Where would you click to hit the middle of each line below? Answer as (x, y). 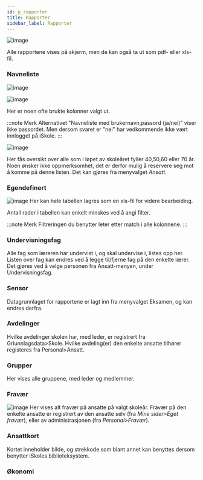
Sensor (18, 288)
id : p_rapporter (27, 12)
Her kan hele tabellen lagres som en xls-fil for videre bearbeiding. (111, 201)
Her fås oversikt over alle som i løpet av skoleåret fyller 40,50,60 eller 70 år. (101, 159)
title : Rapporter (29, 18)
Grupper (20, 365)
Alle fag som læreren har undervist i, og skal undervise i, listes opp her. (95, 253)
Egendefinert (27, 187)
